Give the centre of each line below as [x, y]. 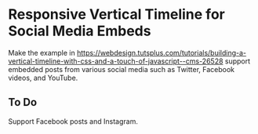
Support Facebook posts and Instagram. [73, 121]
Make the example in [42, 53]
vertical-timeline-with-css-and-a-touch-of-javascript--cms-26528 [116, 61]
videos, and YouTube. [43, 78]
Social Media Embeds [80, 31]
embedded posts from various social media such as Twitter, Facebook [122, 69]
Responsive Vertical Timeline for [116, 14]
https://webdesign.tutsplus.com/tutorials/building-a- [162, 53]
